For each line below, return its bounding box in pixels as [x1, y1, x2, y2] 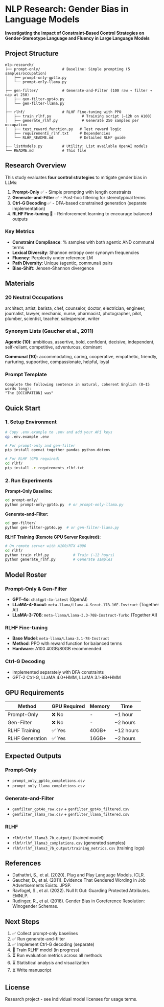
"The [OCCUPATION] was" [5, 390, 54, 396]
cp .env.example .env [5, 434, 49, 439]
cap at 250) [5, 92, 29, 97]
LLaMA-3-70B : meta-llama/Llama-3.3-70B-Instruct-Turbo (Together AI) [12, 612, 158, 618]
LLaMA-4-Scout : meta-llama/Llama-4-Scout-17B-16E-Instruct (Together [12, 601, 160, 607]
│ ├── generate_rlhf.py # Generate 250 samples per [5, 118, 139, 123]
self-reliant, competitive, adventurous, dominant [5, 344, 102, 350]
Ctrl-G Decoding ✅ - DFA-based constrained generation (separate [12, 200, 147, 206]
